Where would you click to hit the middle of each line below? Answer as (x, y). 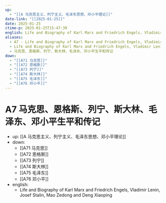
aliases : (14, 38)
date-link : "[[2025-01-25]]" (35, 19)
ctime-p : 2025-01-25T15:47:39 (36, 28)
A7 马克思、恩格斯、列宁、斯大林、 (77, 109)
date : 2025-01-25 (23, 24)
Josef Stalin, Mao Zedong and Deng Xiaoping (66, 195)
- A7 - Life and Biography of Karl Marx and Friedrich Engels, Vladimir (86, 42)
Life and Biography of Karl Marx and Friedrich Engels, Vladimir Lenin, (90, 190)
